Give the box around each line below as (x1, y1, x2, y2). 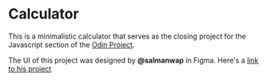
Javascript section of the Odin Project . (8, 39, 135, 49)
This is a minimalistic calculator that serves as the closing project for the (8, 31, 246, 41)
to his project (8, 63, 52, 73)
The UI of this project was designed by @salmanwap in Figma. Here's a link (8, 55, 259, 65)
